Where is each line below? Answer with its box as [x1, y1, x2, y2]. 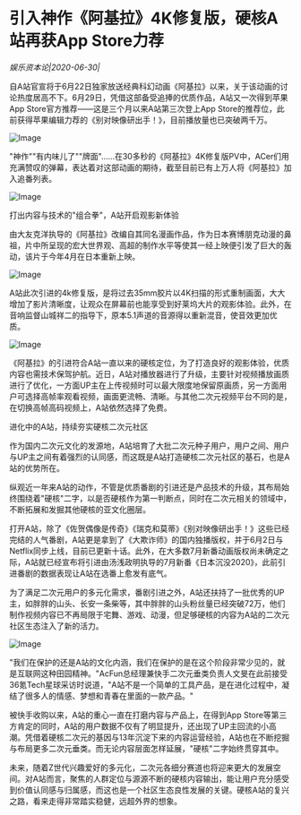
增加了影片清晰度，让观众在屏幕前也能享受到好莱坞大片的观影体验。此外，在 [9, 298, 292, 309]
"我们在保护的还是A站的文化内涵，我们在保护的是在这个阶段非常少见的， [9, 656, 278, 667]
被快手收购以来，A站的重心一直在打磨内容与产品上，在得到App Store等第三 [9, 709, 288, 720]
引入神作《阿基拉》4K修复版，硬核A [9, 8, 279, 29]
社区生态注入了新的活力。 [9, 620, 104, 631]
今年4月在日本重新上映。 [47, 251, 141, 262]
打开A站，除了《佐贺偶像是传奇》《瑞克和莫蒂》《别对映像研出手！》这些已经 [9, 523, 289, 534]
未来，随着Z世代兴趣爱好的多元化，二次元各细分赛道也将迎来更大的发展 [9, 762, 273, 773]
